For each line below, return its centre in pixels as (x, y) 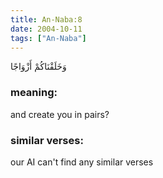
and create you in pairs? (60, 114)
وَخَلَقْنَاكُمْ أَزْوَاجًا (38, 67)
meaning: (34, 93)
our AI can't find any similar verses (82, 162)
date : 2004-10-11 (46, 29)
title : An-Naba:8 (46, 19)
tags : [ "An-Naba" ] (48, 38)
